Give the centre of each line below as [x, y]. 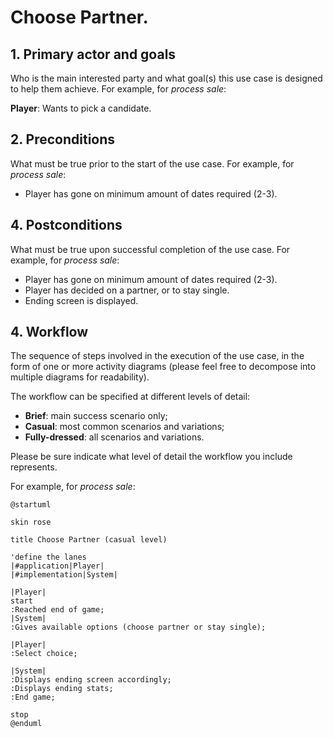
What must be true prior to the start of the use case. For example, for [152, 163]
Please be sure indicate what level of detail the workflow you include [151, 457]
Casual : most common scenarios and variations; [124, 427]
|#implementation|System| [64, 575]
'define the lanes [48, 557]
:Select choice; [44, 654]
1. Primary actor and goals [93, 54]
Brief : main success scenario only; [96, 416]
